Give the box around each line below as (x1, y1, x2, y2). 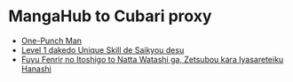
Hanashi (20, 63, 52, 74)
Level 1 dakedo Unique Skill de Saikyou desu (20, 44, 185, 55)
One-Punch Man (20, 35, 82, 46)
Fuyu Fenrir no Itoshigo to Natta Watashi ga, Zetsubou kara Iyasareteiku (20, 54, 284, 64)
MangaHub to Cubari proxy (8, 6, 212, 26)
